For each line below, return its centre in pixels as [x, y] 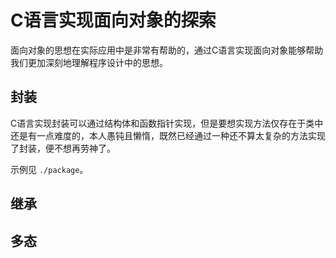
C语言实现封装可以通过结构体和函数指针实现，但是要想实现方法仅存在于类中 [167, 123]
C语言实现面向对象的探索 [113, 20]
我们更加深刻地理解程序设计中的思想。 [89, 62]
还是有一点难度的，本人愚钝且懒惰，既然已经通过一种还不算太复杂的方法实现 [168, 135]
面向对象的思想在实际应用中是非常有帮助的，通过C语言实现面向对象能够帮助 [167, 50]
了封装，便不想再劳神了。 [63, 148]
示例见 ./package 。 [49, 169]
